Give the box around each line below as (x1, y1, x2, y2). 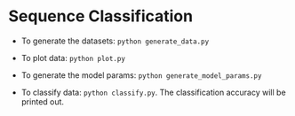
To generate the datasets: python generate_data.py (20, 35, 210, 46)
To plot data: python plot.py (20, 52, 126, 63)
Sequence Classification (8, 6, 193, 27)
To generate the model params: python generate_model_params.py (20, 69, 262, 81)
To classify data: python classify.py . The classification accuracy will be (20, 87, 286, 97)
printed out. (20, 96, 64, 107)
